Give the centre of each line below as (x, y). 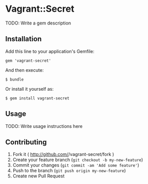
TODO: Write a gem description (38, 23)
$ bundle (15, 80)
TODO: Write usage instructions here (44, 126)
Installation (23, 39)
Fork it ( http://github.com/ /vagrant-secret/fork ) (63, 154)
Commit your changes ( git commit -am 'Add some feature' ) (76, 165)
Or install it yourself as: (29, 89)
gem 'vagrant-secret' (28, 61)
